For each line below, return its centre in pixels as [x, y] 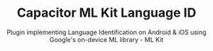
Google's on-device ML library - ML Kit [106, 39]
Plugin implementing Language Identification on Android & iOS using [106, 32]
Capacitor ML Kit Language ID [106, 13]
